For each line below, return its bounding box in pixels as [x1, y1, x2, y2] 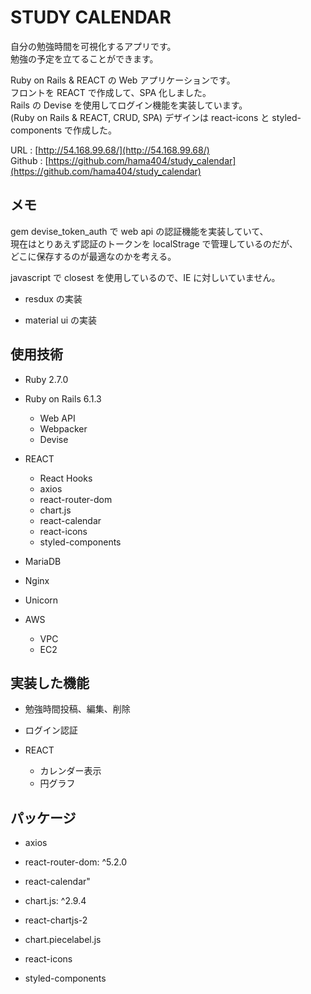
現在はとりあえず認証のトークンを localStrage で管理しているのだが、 [10, 237, 298, 250]
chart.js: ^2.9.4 [24, 895, 87, 907]
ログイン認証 [24, 724, 78, 736]
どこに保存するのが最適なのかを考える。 [10, 250, 177, 262]
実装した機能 [10, 674, 90, 691]
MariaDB [24, 555, 62, 567]
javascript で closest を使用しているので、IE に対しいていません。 [10, 271, 281, 283]
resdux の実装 [24, 292, 83, 305]
